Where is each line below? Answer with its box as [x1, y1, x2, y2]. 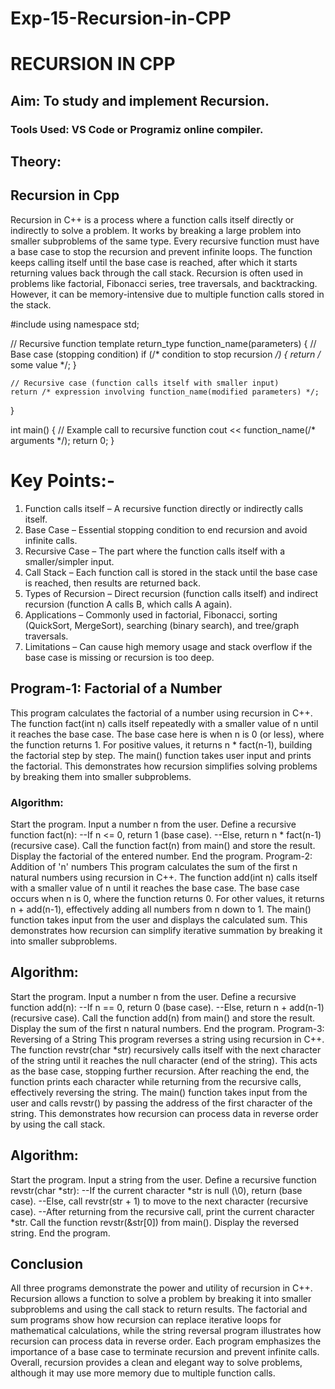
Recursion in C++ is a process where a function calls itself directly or [10, 213, 295, 226]
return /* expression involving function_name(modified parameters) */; [10, 387, 320, 397]
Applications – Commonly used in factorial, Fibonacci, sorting [24, 608, 278, 621]
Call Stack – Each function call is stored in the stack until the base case [24, 566, 318, 578]
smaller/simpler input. [24, 555, 115, 567]
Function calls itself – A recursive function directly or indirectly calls [24, 502, 304, 514]
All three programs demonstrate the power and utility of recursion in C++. [10, 1282, 313, 1294]
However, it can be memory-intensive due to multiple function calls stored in [10, 288, 325, 300]
